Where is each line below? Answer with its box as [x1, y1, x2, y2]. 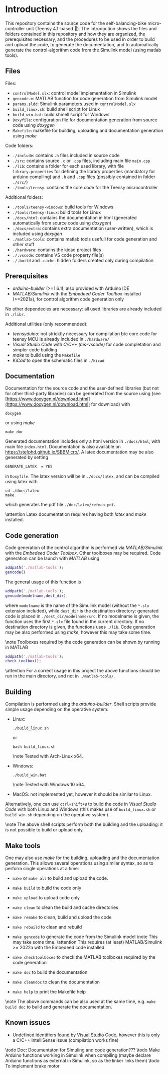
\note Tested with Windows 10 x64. [12, 782, 85, 788]
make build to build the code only [12, 885, 82, 891]
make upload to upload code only [12, 894, 80, 900]
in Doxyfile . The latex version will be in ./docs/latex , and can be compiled [5, 473, 159, 479]
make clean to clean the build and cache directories [12, 904, 119, 910]
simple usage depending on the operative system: [5, 706, 109, 713]
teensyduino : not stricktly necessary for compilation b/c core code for [12, 331, 157, 337]
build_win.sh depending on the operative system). [5, 812, 110, 818]
